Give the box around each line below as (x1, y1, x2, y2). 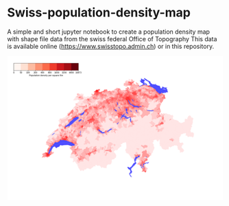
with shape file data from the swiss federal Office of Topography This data (7, 34, 217, 43)
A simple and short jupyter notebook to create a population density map (7, 27, 210, 36)
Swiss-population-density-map (7, 5, 191, 21)
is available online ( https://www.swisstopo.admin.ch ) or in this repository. (7, 42, 215, 50)
